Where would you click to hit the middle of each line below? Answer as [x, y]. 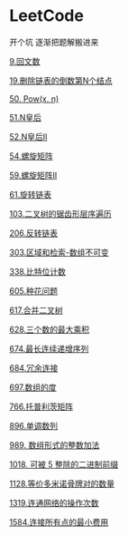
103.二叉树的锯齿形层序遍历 [60, 213]
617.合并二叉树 [36, 310]
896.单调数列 [34, 425]
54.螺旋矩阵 [31, 156]
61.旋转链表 [31, 194]
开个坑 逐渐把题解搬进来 [54, 42]
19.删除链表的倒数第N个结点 [61, 80]
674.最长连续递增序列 [49, 348]
